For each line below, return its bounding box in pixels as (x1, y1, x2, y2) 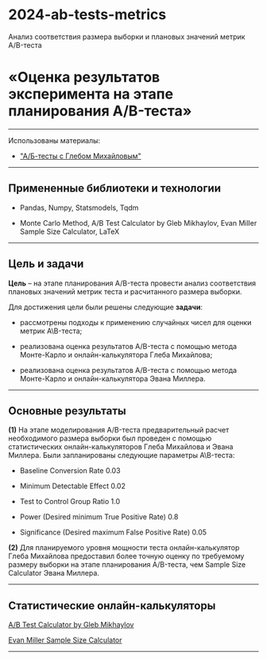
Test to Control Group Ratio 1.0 (19, 497, 121, 507)
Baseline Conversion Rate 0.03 (19, 466, 121, 476)
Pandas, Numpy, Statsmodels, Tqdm (19, 203, 139, 212)
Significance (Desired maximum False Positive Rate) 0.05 (19, 527, 207, 538)
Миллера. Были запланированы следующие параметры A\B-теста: (8, 451, 235, 460)
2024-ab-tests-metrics (8, 6, 167, 24)
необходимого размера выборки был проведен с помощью (8, 433, 212, 443)
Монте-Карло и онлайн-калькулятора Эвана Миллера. (19, 374, 206, 383)
